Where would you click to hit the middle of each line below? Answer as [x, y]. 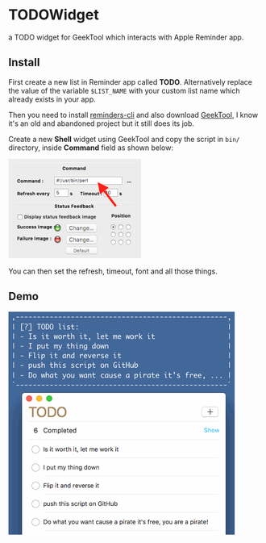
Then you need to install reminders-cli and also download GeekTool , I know [133, 115]
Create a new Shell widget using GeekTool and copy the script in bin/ [124, 139]
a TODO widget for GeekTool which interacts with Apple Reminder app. [126, 37]
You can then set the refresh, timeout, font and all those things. [113, 271]
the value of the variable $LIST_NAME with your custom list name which [124, 90]
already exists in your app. [52, 99]
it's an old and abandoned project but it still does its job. [102, 123]
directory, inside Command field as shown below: [91, 148]
